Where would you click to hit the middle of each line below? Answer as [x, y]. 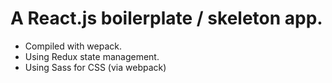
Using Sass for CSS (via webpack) [95, 67]
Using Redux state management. [92, 56]
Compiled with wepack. [73, 46]
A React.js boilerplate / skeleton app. [166, 18]
